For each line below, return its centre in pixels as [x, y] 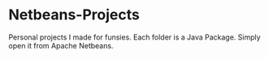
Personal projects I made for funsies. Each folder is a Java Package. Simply [135, 37]
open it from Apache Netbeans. [61, 45]
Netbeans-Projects [74, 15]
